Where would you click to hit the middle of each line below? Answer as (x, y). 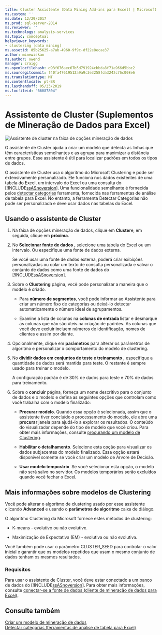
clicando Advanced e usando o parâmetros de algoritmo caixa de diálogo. (80, 509)
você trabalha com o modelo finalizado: (51, 402)
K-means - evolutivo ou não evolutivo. (50, 528)
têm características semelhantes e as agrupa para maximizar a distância (77, 153)
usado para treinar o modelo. (41, 368)
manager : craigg (21, 63)
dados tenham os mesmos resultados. (43, 557)
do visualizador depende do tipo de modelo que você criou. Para (84, 428)
